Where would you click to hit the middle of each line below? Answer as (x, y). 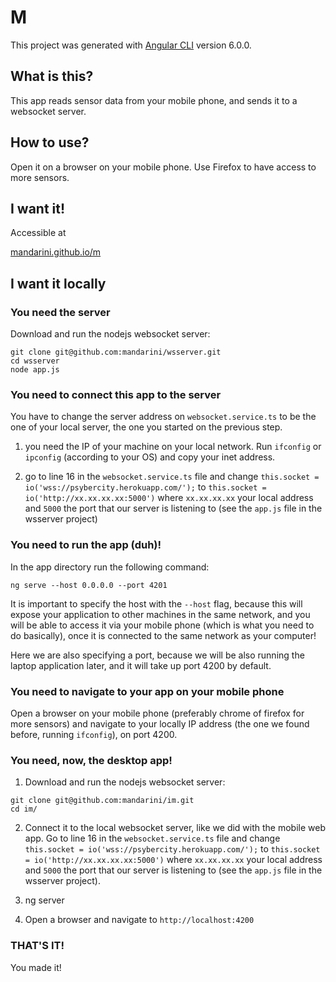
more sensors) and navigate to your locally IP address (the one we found (160, 723)
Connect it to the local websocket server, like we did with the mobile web (175, 828)
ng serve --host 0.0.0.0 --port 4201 (89, 585)
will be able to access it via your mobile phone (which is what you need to (162, 625)
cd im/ (24, 809)
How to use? (50, 142)
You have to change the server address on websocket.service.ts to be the (163, 417)
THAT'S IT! (37, 946)
